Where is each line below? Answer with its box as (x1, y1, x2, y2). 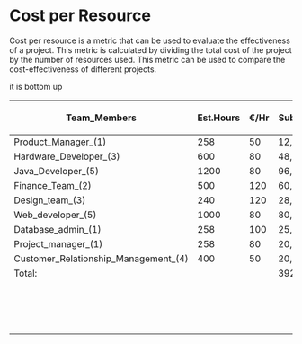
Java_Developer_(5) (13, 164, 99, 177)
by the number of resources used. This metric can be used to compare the (9, 54, 286, 65)
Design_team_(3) (13, 194, 86, 207)
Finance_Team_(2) (13, 179, 92, 191)
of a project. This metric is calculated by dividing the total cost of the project (9, 44, 292, 55)
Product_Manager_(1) (13, 136, 107, 148)
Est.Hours (197, 111, 241, 124)
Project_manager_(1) (13, 237, 103, 250)
